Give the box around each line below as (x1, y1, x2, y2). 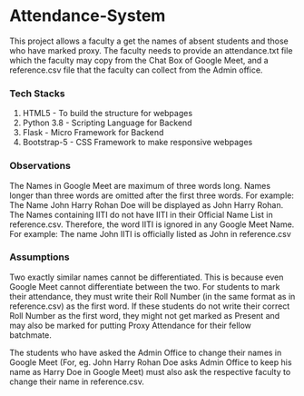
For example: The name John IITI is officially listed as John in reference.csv (9, 228, 292, 239)
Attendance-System (9, 5, 166, 26)
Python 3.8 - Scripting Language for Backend (22, 117, 192, 128)
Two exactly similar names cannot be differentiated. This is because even (9, 272, 284, 282)
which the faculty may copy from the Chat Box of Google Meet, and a (9, 54, 270, 65)
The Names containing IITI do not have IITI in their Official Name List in (9, 209, 274, 220)
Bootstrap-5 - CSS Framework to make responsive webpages (22, 137, 253, 148)
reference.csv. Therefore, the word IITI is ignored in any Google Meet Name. (9, 219, 295, 230)
